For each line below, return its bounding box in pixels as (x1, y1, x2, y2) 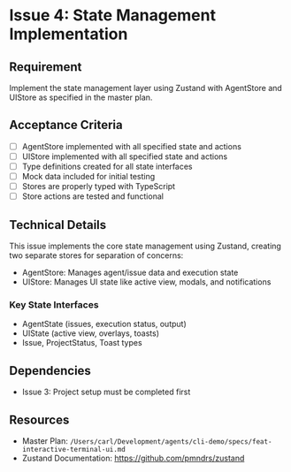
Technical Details (9, 217, 107, 232)
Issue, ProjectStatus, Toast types (21, 338, 143, 348)
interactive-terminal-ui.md (21, 445, 126, 453)
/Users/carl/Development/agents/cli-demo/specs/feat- (69, 437, 272, 446)
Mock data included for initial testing (21, 171, 156, 181)
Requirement (9, 59, 82, 74)
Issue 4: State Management (9, 5, 217, 26)
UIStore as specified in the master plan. (9, 92, 153, 103)
